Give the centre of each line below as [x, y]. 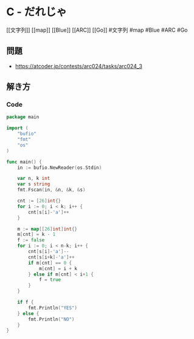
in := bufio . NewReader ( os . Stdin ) [60, 168]
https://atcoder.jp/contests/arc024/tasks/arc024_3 [79, 66]
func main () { [24, 162]
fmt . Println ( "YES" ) [53, 308]
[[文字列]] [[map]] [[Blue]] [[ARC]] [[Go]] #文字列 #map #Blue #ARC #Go [97, 30]
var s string [34, 184]
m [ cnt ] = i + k [58, 268]
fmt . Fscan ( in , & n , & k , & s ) [51, 190]
